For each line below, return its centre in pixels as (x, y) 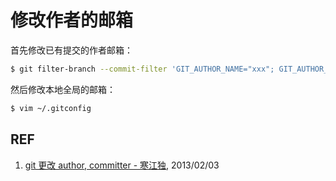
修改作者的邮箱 (72, 20)
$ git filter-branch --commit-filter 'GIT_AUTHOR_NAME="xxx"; (142, 69)
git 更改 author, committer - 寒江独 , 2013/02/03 (122, 165)
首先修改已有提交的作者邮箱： (71, 50)
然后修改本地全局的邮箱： (63, 89)
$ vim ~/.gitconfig (51, 108)
